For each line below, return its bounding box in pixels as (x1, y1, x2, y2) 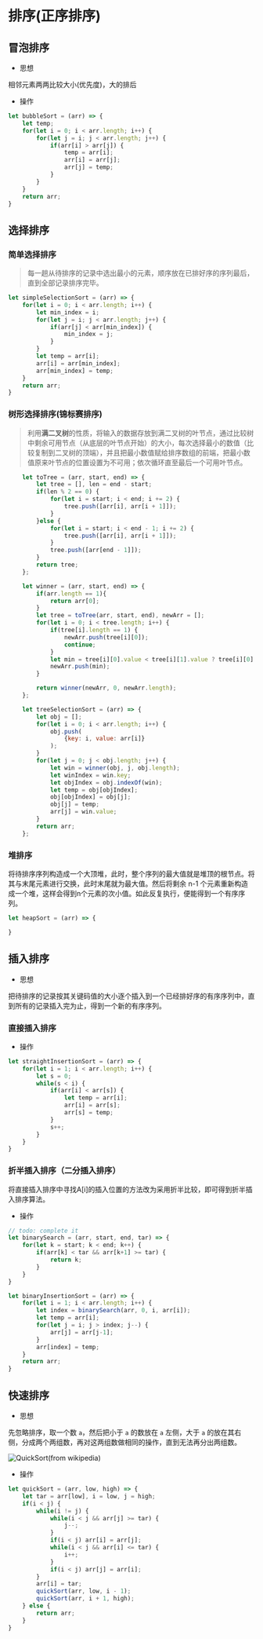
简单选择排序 (8, 249, 57, 260)
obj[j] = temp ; (49, 800, 100, 809)
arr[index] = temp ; (36, 1343, 100, 1351)
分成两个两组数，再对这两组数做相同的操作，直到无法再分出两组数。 (21, 1438, 241, 1447)
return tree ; (36, 561, 79, 569)
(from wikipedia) (48, 1454, 102, 1462)
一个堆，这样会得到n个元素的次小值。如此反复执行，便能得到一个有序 (14, 889, 239, 898)
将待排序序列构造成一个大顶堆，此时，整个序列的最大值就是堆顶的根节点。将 (8, 869, 255, 879)
